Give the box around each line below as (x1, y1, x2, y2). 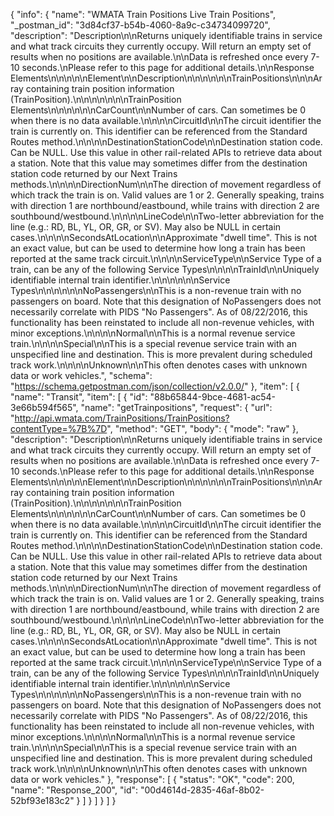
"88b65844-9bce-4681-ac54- (149, 391, 277, 403)
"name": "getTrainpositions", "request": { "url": (80, 402, 273, 413)
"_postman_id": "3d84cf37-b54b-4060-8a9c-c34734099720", (10, 19, 271, 31)
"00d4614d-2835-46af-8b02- (139, 784, 265, 796)
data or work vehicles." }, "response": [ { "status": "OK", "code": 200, (10, 774, 295, 785)
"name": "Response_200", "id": (10, 784, 139, 796)
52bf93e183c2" (10, 795, 75, 806)
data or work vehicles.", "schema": (10, 370, 153, 381)
